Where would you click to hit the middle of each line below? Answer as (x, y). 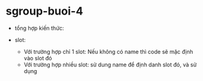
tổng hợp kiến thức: (39, 28)
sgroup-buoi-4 (44, 11)
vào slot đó (38, 58)
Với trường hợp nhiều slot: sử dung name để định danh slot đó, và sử (110, 65)
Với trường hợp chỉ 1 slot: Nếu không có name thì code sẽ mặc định (109, 51)
